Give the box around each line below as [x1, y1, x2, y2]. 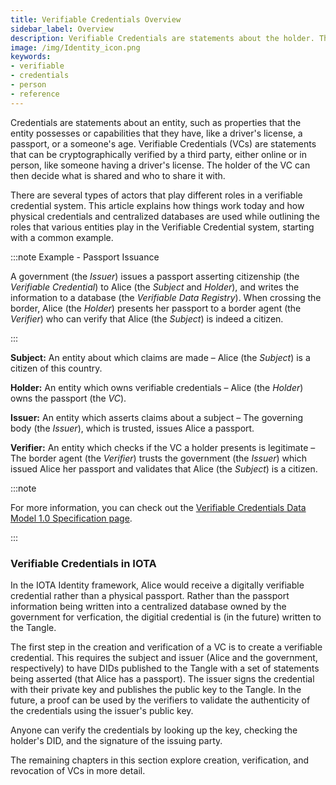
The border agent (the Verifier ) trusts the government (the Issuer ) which [10, 452, 308, 464]
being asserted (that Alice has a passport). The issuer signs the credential [10, 672, 315, 685]
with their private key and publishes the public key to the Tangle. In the [10, 683, 302, 695]
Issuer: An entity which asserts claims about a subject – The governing [10, 411, 304, 423]
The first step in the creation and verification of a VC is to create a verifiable [10, 641, 323, 653]
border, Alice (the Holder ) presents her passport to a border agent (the [10, 302, 302, 314]
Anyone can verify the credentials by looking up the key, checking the [10, 724, 298, 736]
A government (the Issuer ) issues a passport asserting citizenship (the [10, 270, 300, 282]
